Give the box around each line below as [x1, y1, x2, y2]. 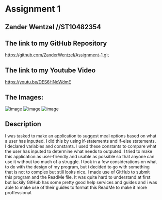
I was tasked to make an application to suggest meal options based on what [5, 133, 157, 139]
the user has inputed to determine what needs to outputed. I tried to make [5, 148, 153, 154]
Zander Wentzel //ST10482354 [5, 23, 101, 31]
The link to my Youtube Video [5, 66, 96, 74]
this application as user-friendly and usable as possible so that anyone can [5, 153, 155, 159]
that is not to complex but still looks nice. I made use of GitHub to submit [5, 169, 150, 175]
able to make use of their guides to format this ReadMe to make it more [5, 184, 147, 190]
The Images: [5, 93, 44, 101]
